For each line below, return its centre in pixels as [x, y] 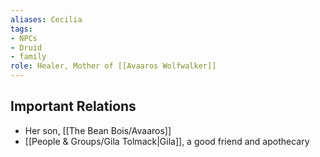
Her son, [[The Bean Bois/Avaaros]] [98, 130]
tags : [21, 29]
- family [28, 57]
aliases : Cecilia [46, 19]
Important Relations [73, 106]
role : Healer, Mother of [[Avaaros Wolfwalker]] [113, 66]
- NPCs [24, 38]
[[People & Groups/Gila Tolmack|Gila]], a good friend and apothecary [167, 141]
